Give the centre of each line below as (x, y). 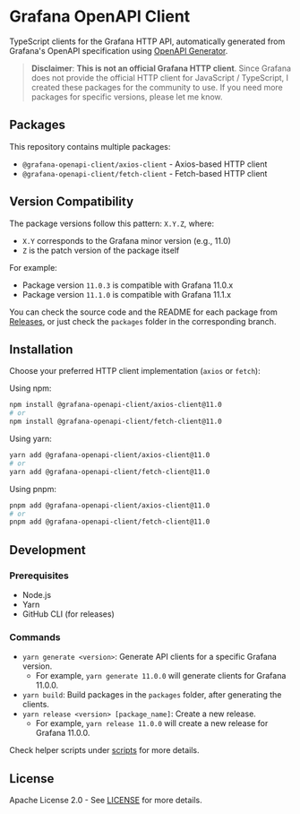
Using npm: (30, 388)
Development (48, 550)
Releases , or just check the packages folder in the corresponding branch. (143, 321)
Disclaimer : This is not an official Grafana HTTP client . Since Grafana (161, 68)
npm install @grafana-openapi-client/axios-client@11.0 (116, 405)
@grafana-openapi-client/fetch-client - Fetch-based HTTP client (145, 173)
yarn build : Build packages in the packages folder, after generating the (152, 695)
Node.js (37, 594)
